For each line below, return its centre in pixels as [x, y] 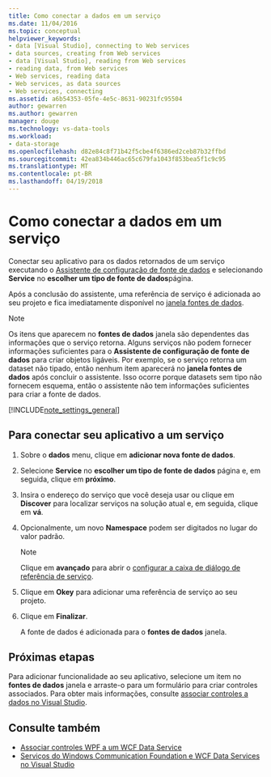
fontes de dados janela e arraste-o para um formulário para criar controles [133, 686]
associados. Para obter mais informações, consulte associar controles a [128, 694]
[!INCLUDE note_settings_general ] [64, 410]
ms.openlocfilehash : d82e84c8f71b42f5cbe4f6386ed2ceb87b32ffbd [117, 151]
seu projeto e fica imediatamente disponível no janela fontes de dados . [126, 302]
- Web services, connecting [56, 91]
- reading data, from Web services [68, 69]
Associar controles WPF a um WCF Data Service [101, 747]
